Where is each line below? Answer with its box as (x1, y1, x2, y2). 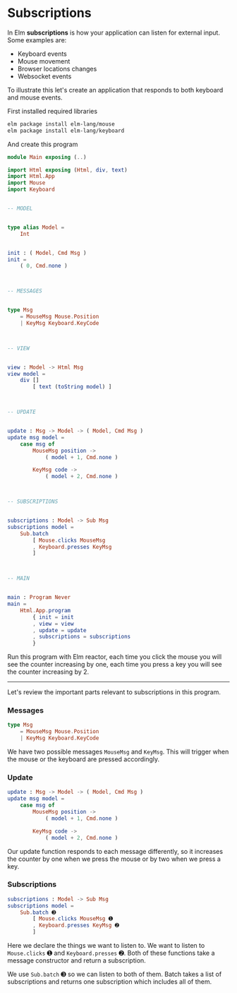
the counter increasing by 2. (7, 667, 90, 676)
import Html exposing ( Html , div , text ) (7, 166, 128, 174)
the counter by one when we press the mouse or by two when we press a (7, 855, 221, 863)
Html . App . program (20, 607, 71, 614)
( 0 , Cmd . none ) (20, 263, 68, 270)
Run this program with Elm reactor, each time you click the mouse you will (7, 653, 222, 661)
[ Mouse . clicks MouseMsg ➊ (32, 915, 114, 922)
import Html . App (7, 173, 55, 180)
